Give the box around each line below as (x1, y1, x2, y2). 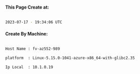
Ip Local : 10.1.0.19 (5, 65, 53, 70)
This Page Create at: (5, 4, 49, 10)
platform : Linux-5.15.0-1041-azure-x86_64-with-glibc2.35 (5, 56, 135, 61)
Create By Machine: (5, 30, 48, 36)
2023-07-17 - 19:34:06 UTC (5, 20, 62, 25)
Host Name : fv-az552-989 (5, 46, 60, 52)
